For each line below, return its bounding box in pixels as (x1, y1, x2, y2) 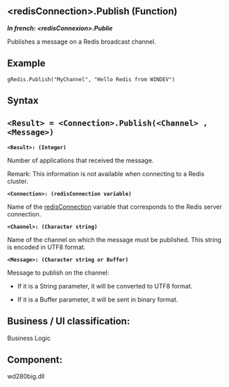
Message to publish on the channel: (7, 268, 110, 277)
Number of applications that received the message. (7, 156, 154, 164)
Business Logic (7, 334, 51, 342)
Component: (7, 354, 63, 366)
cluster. (7, 177, 29, 185)
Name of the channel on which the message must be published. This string (7, 235, 222, 243)
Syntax (7, 95, 39, 107)
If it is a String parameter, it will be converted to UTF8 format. (17, 282, 193, 290)
